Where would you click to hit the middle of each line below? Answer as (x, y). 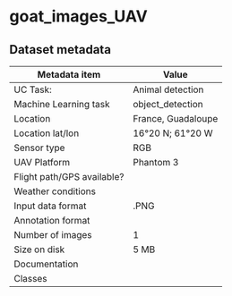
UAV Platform (42, 162)
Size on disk (39, 249)
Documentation (46, 264)
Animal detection (168, 89)
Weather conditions (55, 191)
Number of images (53, 235)
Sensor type (39, 148)
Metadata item (69, 75)
